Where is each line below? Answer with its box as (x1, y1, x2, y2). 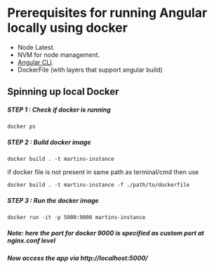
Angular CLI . (17, 58, 54, 66)
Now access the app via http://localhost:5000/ (7, 254, 149, 263)
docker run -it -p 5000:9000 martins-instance (7, 214, 146, 221)
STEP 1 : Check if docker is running (7, 105, 111, 114)
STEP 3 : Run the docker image (7, 196, 100, 204)
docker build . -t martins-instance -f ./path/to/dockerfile (7, 181, 190, 189)
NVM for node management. (17, 51, 100, 59)
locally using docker (7, 20, 128, 36)
